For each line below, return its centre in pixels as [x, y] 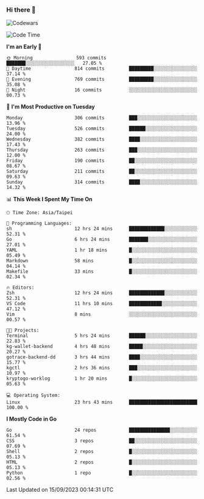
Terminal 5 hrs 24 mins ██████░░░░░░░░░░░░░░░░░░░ [102, 336]
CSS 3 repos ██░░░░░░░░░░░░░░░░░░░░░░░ [102, 441]
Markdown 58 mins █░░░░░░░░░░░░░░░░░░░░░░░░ [102, 261]
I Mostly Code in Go [31, 419]
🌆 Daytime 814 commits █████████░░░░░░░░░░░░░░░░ [102, 69]
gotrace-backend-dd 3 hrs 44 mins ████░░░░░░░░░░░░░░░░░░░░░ [102, 357]
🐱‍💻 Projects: [23, 331]
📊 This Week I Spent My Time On [49, 199]
